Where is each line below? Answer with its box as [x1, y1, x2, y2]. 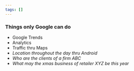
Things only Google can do [5, 23, 71, 30]
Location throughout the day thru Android [12, 50, 97, 56]
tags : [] [5, 7, 23, 12]
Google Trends [12, 34, 43, 40]
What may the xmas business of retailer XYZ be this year [12, 60, 130, 66]
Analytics [12, 40, 32, 46]
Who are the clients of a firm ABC [12, 55, 82, 61]
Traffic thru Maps [12, 45, 48, 50]
